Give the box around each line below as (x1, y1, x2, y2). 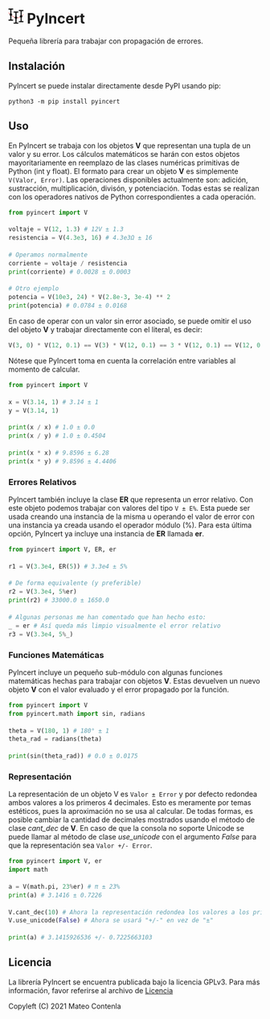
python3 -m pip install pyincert (8, 97, 121, 105)
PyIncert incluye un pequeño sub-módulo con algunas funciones (8, 668, 223, 677)
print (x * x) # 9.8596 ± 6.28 (8, 449, 110, 457)
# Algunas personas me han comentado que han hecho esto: (8, 613, 207, 621)
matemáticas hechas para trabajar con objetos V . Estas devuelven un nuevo (8, 676, 260, 685)
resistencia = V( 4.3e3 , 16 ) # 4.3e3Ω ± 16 (8, 234, 153, 242)
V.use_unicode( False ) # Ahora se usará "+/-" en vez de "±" (8, 917, 215, 925)
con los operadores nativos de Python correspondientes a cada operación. (8, 191, 256, 201)
